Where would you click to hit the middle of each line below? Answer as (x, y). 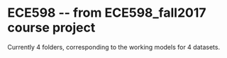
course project (51, 28)
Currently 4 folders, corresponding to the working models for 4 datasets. (114, 47)
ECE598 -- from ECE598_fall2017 (107, 13)
